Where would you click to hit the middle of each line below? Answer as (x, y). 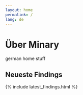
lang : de (15, 19)
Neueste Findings (34, 74)
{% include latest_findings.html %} (41, 87)
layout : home (19, 10)
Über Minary (32, 44)
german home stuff (25, 58)
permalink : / (19, 15)
